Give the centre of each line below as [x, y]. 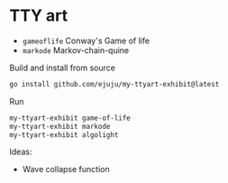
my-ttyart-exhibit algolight [64, 135]
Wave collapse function [66, 169]
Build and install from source [62, 68]
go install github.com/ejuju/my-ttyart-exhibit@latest [114, 84]
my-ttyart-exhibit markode [60, 126]
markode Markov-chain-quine [76, 50]
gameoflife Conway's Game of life [86, 41]
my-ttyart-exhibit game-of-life [70, 118]
